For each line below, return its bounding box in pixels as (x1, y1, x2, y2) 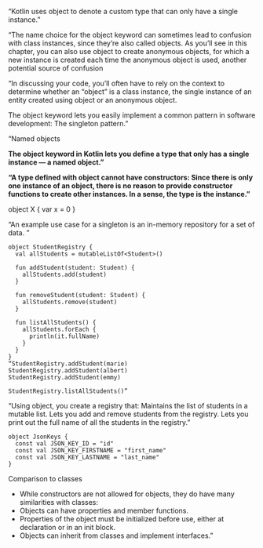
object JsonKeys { (8, 433, 68, 441)
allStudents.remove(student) (22, 298, 118, 306)
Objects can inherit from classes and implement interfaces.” (19, 531, 214, 540)
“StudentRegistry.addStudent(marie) (8, 360, 128, 368)
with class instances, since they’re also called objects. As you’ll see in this (8, 38, 247, 48)
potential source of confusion (8, 64, 104, 73)
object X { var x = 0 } (8, 205, 76, 214)
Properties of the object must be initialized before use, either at (19, 514, 225, 524)
